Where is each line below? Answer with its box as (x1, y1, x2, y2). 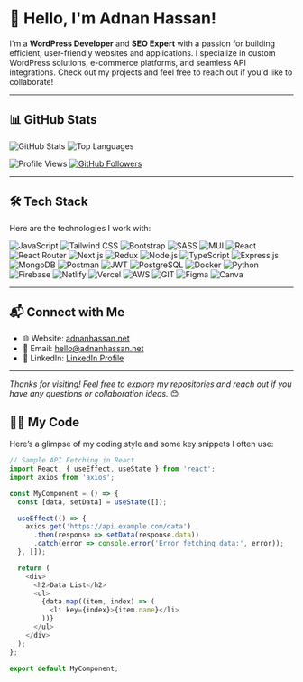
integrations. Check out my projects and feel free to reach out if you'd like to (9, 67, 293, 78)
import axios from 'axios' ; (9, 472, 115, 481)
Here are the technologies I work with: (9, 222, 151, 233)
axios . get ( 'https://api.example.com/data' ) (25, 522, 192, 531)
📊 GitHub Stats (9, 112, 97, 127)
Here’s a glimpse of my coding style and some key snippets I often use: (9, 438, 274, 450)
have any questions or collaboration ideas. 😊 (9, 388, 179, 399)
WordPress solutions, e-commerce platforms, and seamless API (9, 57, 246, 68)
